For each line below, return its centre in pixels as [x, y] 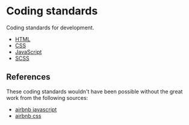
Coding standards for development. [50, 28]
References [28, 77]
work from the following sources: [47, 97]
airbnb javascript [36, 109]
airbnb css [28, 115]
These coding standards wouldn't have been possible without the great [94, 92]
